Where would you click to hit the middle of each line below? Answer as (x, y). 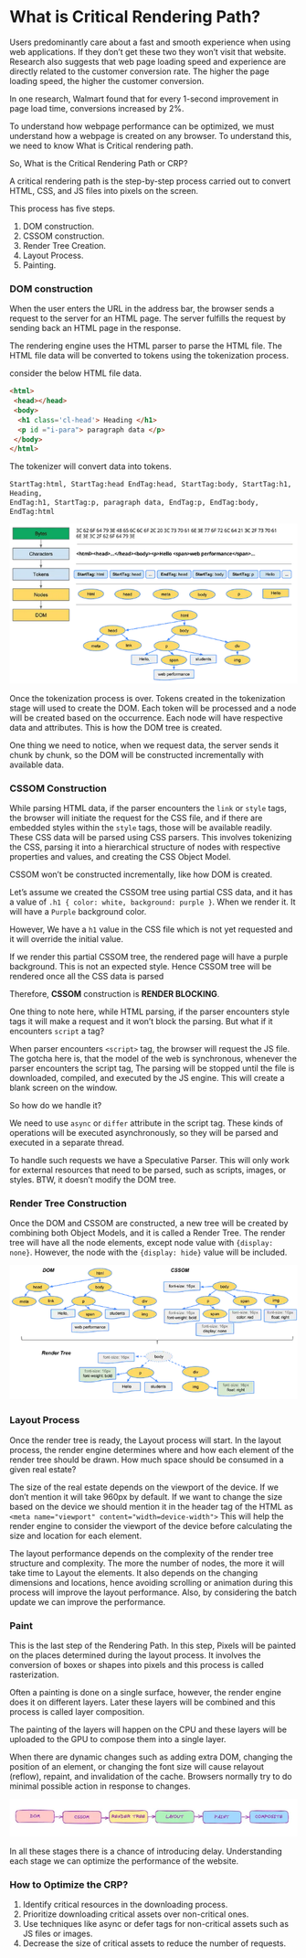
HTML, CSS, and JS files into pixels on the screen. (104, 190)
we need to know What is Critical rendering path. (101, 145)
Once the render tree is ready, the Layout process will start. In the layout (145, 1440)
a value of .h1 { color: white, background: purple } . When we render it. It (153, 902)
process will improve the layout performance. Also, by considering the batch (153, 1592)
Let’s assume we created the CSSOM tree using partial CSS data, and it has (151, 892)
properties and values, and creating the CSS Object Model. (120, 856)
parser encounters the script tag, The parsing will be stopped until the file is (152, 1068)
